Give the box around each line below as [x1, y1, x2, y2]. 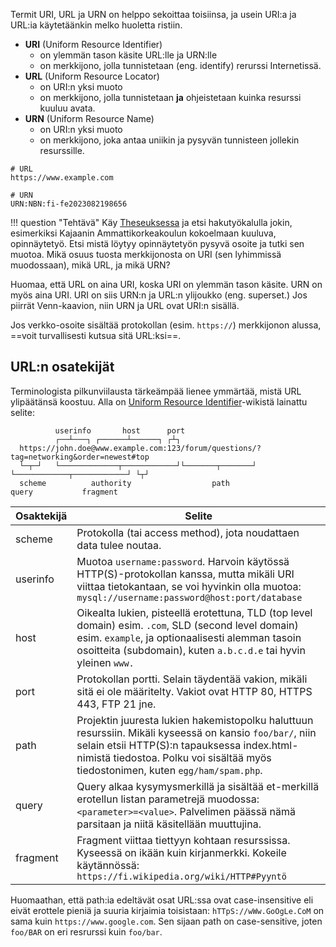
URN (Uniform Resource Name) [24, 113, 155, 124]
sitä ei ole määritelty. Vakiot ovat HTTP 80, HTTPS [76, 684, 313, 698]
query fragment [10, 487, 118, 497]
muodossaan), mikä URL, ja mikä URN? [10, 259, 171, 271]
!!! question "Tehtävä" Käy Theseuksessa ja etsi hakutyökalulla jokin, [10, 217, 293, 228]
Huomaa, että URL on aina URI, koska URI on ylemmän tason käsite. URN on [10, 279, 323, 290]
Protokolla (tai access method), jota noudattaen [76, 525, 300, 539]
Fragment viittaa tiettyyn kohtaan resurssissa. [76, 833, 291, 847]
